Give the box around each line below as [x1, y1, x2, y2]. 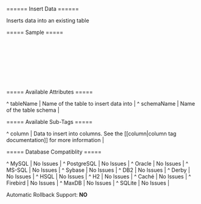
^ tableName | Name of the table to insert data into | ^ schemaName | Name [6, 100, 196, 107]
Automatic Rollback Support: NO [6, 191, 88, 198]
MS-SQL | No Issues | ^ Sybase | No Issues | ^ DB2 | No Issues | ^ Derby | [6, 166, 190, 174]
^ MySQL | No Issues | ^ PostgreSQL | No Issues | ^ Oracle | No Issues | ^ [6, 160, 189, 167]
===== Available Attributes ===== [6, 88, 93, 95]
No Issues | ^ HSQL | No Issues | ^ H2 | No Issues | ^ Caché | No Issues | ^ [6, 173, 191, 180]
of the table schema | [6, 106, 60, 114]
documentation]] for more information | [6, 137, 104, 143]
